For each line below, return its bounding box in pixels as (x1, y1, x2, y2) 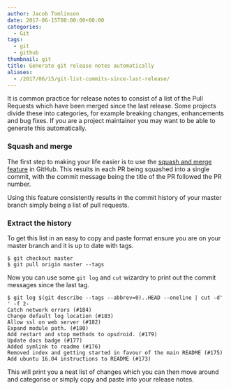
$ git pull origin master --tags (7, 261, 105, 268)
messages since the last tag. (7, 280, 89, 289)
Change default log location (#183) (7, 312, 114, 319)
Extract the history (7, 218, 72, 228)
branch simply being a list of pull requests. (7, 201, 130, 209)
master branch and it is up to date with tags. (7, 241, 134, 250)
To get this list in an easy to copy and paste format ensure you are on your (7, 233, 221, 242)
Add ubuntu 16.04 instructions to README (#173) (7, 355, 151, 362)
